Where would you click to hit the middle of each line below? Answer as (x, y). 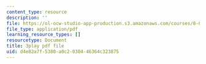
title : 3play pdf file (35, 46)
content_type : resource (37, 12)
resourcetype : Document (37, 40)
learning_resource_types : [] (44, 35)
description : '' (27, 18)
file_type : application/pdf (42, 29)
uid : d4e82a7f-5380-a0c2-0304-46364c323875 (63, 52)
